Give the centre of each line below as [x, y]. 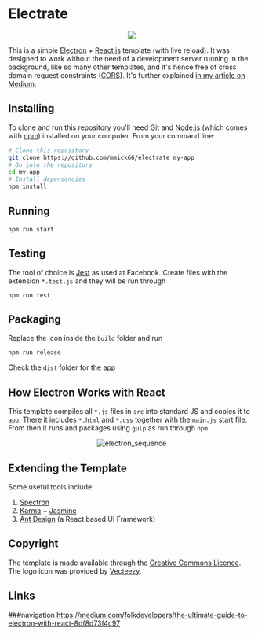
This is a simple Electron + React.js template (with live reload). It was [119, 50]
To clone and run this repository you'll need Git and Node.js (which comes [128, 127]
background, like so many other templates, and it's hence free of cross [122, 67]
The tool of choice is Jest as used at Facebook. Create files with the [118, 272]
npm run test [29, 295]
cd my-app [24, 172]
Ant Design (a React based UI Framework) [87, 519]
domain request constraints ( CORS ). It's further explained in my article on [127, 75]
